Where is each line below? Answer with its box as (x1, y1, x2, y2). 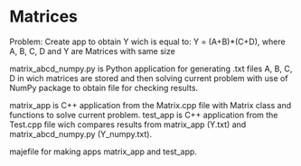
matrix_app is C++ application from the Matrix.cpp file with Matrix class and (9, 99, 292, 110)
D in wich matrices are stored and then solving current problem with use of (9, 72, 288, 83)
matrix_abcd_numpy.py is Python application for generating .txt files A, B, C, (9, 63, 293, 74)
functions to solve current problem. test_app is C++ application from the (9, 109, 278, 120)
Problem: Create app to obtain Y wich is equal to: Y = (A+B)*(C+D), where (9, 36, 287, 47)
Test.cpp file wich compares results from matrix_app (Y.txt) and (9, 119, 247, 130)
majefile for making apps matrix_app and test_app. (9, 146, 197, 157)
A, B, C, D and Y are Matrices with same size (9, 45, 176, 56)
